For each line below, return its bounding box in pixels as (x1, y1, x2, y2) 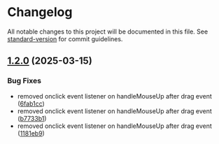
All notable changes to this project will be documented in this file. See (7, 27, 209, 36)
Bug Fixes (7, 76, 42, 86)
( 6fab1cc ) (17, 99, 45, 108)
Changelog (7, 4, 73, 20)
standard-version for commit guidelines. (7, 34, 123, 43)
